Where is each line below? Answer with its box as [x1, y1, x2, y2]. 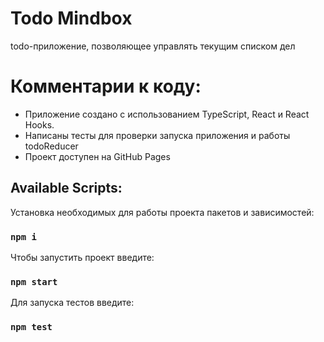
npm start [10, 276, 58, 287]
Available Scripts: [10, 180, 123, 197]
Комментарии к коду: [10, 75, 202, 98]
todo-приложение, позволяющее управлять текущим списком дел [10, 40, 296, 52]
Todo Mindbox [10, 7, 133, 30]
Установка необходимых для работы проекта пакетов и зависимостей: [10, 206, 315, 218]
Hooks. [24, 118, 55, 131]
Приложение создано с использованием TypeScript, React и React [24, 108, 310, 120]
